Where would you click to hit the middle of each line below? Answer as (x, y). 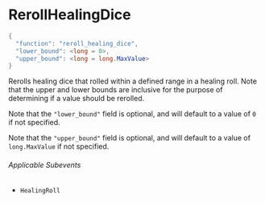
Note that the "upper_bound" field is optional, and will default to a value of (130, 138)
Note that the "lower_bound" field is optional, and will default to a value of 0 (132, 114)
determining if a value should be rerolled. (77, 99)
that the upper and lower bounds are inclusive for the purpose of (116, 90)
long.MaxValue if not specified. (59, 147)
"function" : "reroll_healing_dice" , (77, 43)
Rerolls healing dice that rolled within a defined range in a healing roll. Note (133, 81)
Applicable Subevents (45, 164)
